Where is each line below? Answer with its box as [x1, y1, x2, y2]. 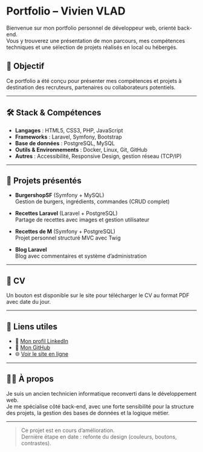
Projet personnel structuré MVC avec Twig [14, 234, 121, 241]
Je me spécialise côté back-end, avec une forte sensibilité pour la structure [6, 402, 195, 410]
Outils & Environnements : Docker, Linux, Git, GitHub [14, 146, 148, 153]
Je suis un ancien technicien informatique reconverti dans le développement [6, 390, 197, 397]
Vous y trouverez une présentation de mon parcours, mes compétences [6, 37, 185, 44]
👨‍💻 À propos [6, 374, 54, 384]
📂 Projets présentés [6, 175, 82, 186]
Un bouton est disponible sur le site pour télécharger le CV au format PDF [6, 292, 190, 299]
